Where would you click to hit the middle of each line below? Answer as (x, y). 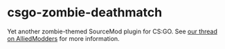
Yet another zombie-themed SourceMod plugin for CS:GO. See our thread (112, 31)
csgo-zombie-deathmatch (85, 13)
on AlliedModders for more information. (63, 38)
